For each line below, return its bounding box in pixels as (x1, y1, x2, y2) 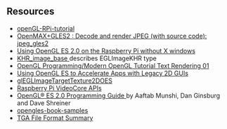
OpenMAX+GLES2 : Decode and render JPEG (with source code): (16, 32, 207, 40)
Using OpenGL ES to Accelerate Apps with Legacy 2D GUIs (16, 69, 189, 77)
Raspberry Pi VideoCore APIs (16, 83, 103, 92)
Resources (6, 6, 55, 18)
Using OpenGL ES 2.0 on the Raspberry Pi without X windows (16, 46, 196, 55)
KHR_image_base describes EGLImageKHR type (16, 54, 157, 62)
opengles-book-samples (16, 106, 89, 114)
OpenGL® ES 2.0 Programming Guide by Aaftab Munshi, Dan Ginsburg (16, 91, 221, 100)
